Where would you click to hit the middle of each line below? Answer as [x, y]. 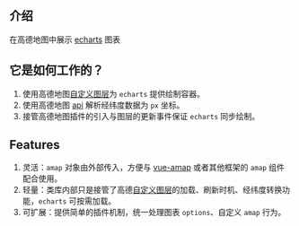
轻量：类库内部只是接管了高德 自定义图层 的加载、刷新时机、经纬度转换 [152, 190]
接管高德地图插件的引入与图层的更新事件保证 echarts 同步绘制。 [141, 116]
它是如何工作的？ [57, 70]
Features [35, 145]
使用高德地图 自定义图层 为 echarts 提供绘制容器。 [113, 93]
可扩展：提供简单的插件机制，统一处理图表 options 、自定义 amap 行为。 [154, 213]
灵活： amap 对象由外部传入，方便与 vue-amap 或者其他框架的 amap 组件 [154, 168]
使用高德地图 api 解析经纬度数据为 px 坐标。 [103, 105]
